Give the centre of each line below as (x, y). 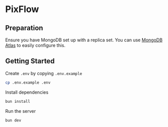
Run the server (21, 111)
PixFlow (22, 9)
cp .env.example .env (28, 82)
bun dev (13, 120)
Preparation (24, 28)
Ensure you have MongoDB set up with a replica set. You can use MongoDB (84, 40)
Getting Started (30, 61)
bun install (18, 101)
